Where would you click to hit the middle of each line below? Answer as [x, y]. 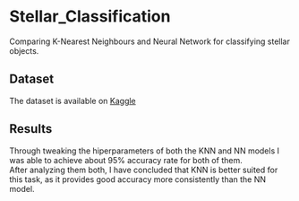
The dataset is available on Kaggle [73, 100]
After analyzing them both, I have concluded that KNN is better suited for [144, 170]
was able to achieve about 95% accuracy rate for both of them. [126, 160]
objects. [24, 50]
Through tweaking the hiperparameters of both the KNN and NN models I [145, 151]
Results [31, 129]
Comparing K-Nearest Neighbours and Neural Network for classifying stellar [150, 41]
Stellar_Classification [90, 17]
